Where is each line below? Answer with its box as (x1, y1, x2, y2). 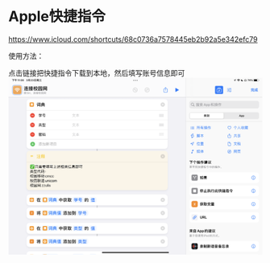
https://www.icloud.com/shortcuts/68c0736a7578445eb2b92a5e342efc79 (8, 34, 258, 44)
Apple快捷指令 (8, 7, 106, 26)
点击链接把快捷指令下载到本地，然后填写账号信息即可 (8, 68, 185, 77)
